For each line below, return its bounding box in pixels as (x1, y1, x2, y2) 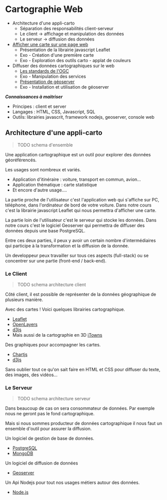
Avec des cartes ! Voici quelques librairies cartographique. (5, 307, 126, 313)
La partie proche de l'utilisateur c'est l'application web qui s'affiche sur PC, (5, 196, 160, 202)
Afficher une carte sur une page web (12, 41, 88, 47)
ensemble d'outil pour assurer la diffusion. (5, 426, 92, 432)
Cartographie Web (5, 4, 83, 15)
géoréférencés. (5, 157, 37, 163)
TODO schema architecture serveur (17, 396, 91, 402)
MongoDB (12, 450, 33, 456)
